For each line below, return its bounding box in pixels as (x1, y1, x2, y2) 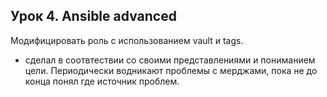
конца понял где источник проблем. (24, 75, 180, 87)
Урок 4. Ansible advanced (10, 8, 177, 25)
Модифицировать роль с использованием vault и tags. (10, 34, 244, 46)
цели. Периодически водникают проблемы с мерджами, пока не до (24, 64, 318, 76)
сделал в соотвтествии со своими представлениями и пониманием (24, 54, 316, 66)
